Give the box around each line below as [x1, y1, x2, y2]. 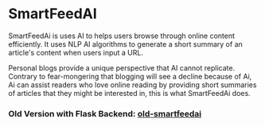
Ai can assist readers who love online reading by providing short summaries [8, 80, 257, 90]
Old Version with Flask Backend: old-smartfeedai [8, 108, 202, 119]
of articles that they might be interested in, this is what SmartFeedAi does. [8, 88, 251, 97]
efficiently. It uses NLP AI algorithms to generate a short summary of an [8, 39, 243, 48]
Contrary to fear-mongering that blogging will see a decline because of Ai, [8, 71, 252, 81]
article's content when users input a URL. [8, 48, 143, 57]
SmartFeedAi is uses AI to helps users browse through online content [8, 31, 236, 40]
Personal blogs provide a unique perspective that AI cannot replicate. [8, 63, 236, 72]
